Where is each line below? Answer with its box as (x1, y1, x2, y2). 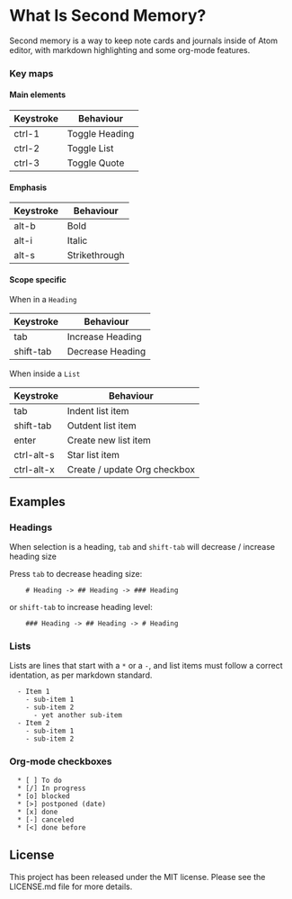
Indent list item (66, 405, 129, 418)
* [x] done (17, 807, 58, 816)
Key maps (9, 67, 54, 79)
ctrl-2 (13, 142, 40, 155)
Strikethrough (66, 249, 126, 262)
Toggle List (66, 142, 114, 155)
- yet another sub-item (32, 711, 123, 720)
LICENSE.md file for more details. (9, 881, 133, 892)
